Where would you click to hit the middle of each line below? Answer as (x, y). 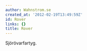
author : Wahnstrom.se (28, 10)
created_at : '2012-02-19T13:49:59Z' (44, 15)
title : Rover (19, 29)
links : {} (16, 24)
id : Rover (16, 19)
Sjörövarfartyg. (21, 43)
